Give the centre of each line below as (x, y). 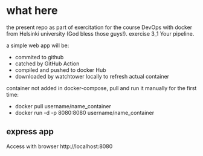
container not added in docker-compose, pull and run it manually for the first (101, 88)
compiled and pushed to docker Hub (61, 70)
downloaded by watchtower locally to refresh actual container (92, 76)
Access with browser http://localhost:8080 (60, 146)
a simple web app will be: (38, 45)
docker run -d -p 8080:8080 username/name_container (85, 112)
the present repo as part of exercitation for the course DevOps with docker (99, 27)
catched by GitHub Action (47, 63)
